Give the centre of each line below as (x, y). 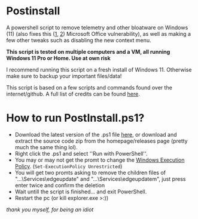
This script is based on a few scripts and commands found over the (89, 87)
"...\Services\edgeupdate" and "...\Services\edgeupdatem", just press (100, 179)
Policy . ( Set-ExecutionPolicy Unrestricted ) (68, 166)
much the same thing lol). (46, 147)
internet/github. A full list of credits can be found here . (73, 94)
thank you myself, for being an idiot (50, 209)
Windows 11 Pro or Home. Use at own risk (58, 58)
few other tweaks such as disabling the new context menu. (79, 40)
